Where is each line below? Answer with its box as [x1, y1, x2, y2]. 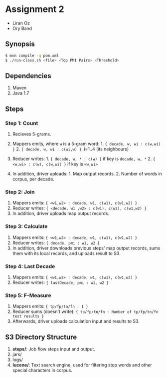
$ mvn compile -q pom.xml [5, 53, 59, 58]
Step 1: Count [5, 119, 38, 126]
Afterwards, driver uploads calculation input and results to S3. [12, 318, 140, 324]
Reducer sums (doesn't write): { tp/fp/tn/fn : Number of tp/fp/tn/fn [12, 308, 159, 314]
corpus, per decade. [12, 176, 55, 182]
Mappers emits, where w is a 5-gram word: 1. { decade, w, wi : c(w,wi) [12, 141, 161, 146]
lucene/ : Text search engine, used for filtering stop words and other [12, 362, 152, 368]
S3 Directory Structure [5, 332, 77, 341]
